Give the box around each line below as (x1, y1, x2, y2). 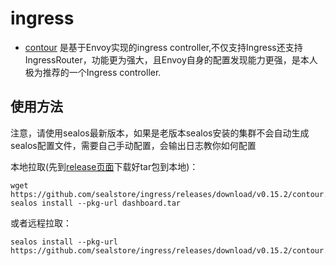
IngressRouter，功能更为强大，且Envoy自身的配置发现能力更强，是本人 (24, 53, 318, 66)
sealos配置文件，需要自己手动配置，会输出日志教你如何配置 (10, 139, 257, 151)
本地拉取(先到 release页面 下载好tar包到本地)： (10, 160, 199, 172)
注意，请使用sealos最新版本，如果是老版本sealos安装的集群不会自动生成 (10, 127, 310, 139)
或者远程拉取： (10, 217, 72, 229)
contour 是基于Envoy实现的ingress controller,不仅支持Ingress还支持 (24, 41, 303, 53)
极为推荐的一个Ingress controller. (24, 66, 162, 78)
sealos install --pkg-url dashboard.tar (10, 198, 182, 208)
